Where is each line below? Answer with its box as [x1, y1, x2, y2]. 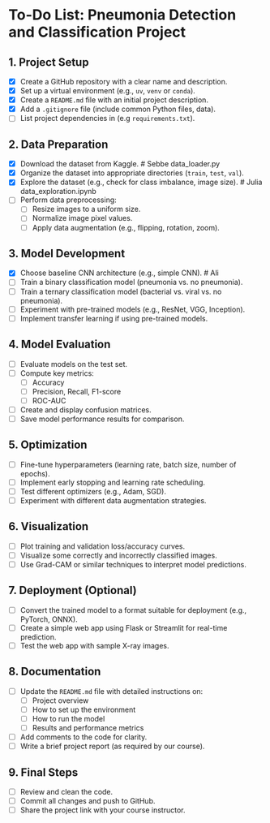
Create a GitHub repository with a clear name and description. [19, 77, 228, 86]
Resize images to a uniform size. [32, 205, 141, 214]
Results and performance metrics [32, 723, 144, 733]
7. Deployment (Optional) [8, 584, 137, 597]
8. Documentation [8, 665, 101, 679]
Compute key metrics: [19, 368, 95, 378]
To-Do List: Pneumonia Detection [8, 6, 237, 24]
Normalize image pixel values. [32, 213, 133, 223]
